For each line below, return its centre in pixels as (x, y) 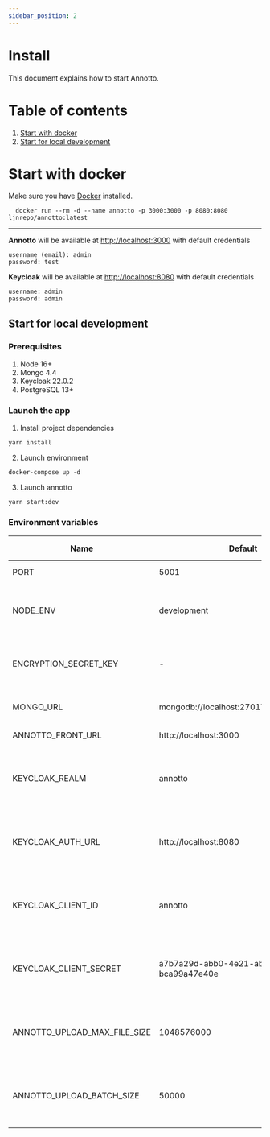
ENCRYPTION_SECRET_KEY (65, 664)
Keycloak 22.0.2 (47, 381)
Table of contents (68, 110)
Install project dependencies (67, 428)
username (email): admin (50, 255)
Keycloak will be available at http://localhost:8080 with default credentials (131, 277)
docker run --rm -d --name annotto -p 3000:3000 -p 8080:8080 (122, 211)
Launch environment (54, 458)
